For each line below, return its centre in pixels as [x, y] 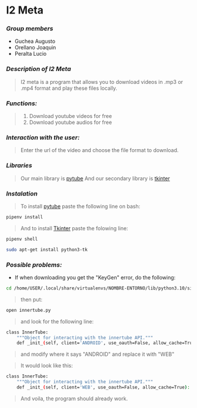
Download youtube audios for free [71, 122]
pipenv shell [22, 239]
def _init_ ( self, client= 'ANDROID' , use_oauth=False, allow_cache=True [106, 343]
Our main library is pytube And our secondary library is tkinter [95, 178]
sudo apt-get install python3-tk [47, 249]
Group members [30, 29]
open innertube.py [28, 310]
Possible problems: [34, 265]
